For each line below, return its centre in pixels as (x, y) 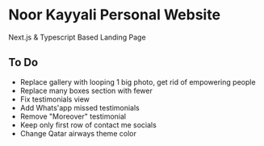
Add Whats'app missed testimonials (80, 107)
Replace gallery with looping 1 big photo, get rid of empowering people (138, 81)
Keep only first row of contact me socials (88, 125)
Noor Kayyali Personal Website (114, 15)
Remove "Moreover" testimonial (73, 116)
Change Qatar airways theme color (78, 133)
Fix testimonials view (55, 99)
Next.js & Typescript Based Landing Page (78, 37)
